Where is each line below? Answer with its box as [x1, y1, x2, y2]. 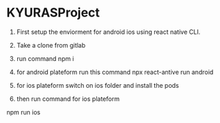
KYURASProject [6, 5, 100, 21]
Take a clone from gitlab [16, 41, 86, 49]
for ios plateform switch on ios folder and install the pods [16, 81, 179, 89]
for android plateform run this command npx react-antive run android [16, 68, 214, 76]
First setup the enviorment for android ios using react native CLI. [16, 28, 201, 36]
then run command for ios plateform [16, 95, 120, 103]
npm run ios [6, 108, 41, 116]
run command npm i [16, 54, 74, 63]
